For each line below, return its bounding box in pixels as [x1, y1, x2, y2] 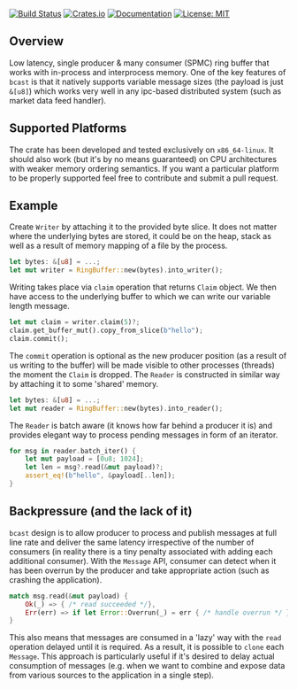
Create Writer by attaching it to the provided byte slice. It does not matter [9, 221, 278, 232]
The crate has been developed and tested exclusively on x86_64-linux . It [9, 144, 274, 155]
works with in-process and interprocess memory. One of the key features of [9, 66, 286, 77]
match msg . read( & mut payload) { [9, 592, 128, 600]
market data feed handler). [9, 95, 107, 105]
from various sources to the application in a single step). [9, 670, 215, 681]
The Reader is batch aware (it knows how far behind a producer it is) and [9, 420, 272, 430]
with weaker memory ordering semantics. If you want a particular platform [9, 163, 279, 174]
